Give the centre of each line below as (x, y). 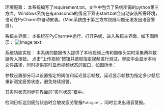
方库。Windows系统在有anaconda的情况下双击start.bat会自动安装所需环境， (82, 13)
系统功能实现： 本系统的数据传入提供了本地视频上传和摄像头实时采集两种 (79, 53)
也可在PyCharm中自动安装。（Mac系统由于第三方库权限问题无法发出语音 (78, 19)
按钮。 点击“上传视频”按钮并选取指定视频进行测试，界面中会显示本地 (87, 59)
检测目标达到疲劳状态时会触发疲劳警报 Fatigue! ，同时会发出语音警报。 (76, 102)
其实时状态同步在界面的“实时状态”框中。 (46, 92)
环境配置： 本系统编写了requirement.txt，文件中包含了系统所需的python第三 (82, 7)
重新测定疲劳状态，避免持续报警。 (40, 82)
